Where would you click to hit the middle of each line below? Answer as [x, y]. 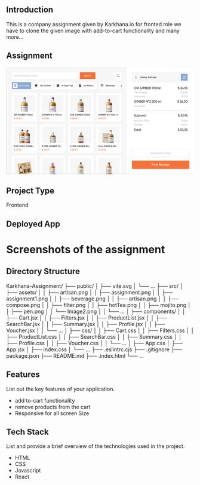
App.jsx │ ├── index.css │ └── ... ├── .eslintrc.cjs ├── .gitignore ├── [94, 349]
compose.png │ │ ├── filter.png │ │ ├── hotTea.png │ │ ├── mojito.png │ [99, 305]
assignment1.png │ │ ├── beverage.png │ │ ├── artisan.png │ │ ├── [93, 299]
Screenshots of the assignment [86, 249]
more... [15, 37]
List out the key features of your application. [61, 389]
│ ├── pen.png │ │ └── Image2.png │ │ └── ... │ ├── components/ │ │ [96, 311]
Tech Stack [27, 432]
